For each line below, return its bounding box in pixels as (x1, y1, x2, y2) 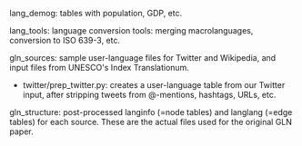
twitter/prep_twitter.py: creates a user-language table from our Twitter (22, 80, 286, 90)
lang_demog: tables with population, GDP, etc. (9, 8, 183, 18)
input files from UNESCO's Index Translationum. (9, 63, 189, 73)
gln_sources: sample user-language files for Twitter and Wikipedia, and (9, 53, 277, 63)
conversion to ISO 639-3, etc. (9, 35, 121, 45)
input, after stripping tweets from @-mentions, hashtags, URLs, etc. (22, 90, 277, 100)
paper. (9, 126, 34, 137)
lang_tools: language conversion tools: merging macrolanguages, (9, 25, 254, 35)
